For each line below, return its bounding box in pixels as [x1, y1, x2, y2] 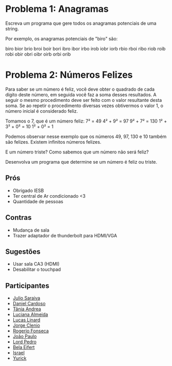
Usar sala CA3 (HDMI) [12, 261, 60, 267]
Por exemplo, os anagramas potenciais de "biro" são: [5, 36, 118, 42]
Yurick [12, 355, 27, 361]
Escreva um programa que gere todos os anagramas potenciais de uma [5, 20, 157, 26]
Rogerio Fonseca [12, 328, 49, 334]
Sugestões [5, 247, 41, 256]
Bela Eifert [12, 344, 35, 351]
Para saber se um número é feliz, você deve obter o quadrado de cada [5, 86, 155, 92]
